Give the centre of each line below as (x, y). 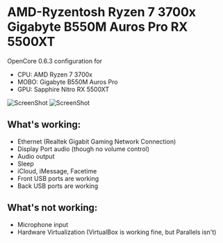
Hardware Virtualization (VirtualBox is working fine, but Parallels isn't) (117, 232)
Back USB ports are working (58, 186)
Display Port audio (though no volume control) (83, 149)
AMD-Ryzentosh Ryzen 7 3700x (102, 12)
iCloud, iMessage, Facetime (57, 171)
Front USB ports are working (58, 178)
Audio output (36, 156)
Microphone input (42, 224)
